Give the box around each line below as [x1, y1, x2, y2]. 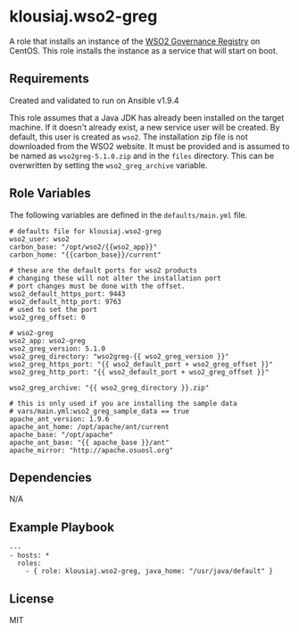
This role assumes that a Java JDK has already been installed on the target [9, 112, 285, 122]
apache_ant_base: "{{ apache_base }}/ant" [9, 438, 170, 447]
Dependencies [9, 469, 92, 485]
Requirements [9, 72, 89, 87]
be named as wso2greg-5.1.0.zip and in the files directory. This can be [9, 150, 275, 161]
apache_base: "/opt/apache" [9, 430, 114, 439]
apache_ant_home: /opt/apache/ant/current [9, 422, 170, 431]
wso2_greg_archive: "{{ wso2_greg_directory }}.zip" [9, 383, 210, 392]
